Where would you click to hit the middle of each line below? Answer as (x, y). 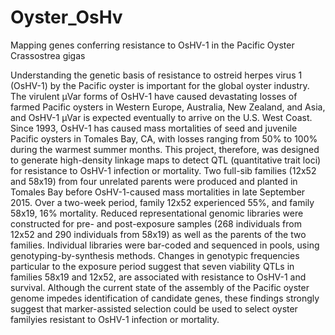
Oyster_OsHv (66, 17)
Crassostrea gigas (48, 55)
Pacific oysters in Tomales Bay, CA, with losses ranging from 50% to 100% (164, 138)
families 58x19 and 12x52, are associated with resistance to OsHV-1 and (158, 277)
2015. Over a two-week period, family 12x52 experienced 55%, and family (162, 202)
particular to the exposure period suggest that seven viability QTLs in (152, 266)
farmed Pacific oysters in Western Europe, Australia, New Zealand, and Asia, (168, 107)
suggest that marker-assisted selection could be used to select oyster (154, 308)
